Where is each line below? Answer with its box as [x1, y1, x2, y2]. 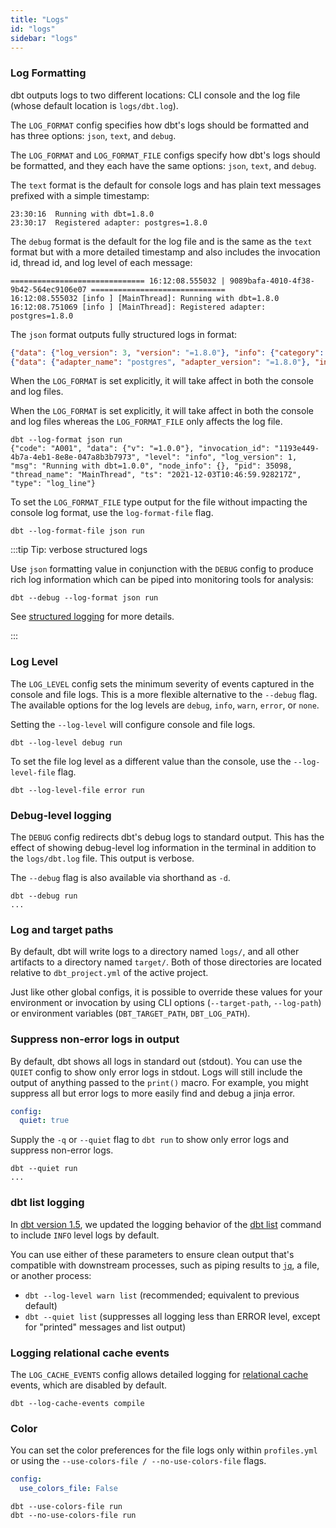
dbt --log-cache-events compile [10, 1398, 145, 1408]
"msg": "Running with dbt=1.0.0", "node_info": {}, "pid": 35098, [10, 461, 293, 471]
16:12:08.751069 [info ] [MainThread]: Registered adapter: [10, 302, 267, 312]
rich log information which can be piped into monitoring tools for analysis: [10, 574, 314, 586]
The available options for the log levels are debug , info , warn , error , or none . [10, 699, 320, 711]
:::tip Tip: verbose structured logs [10, 544, 148, 556]
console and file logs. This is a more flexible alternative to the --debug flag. [10, 688, 318, 700]
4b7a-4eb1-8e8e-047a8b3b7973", [10, 452, 141, 463]
